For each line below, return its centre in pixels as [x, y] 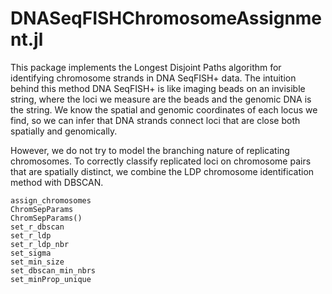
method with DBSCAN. [57, 182]
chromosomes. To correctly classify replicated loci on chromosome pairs [161, 161]
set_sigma [31, 253]
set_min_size [37, 262]
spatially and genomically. [64, 131]
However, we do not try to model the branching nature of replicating [150, 150]
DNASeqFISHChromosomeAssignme [166, 18]
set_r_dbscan [37, 227]
